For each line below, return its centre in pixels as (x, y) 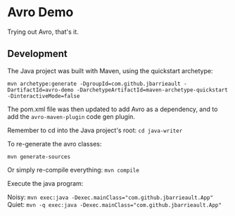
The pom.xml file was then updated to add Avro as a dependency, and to (113, 109)
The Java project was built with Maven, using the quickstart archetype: (110, 70)
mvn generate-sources (39, 157)
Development (38, 54)
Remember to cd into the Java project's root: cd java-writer (95, 130)
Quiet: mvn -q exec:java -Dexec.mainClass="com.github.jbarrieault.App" (114, 204)
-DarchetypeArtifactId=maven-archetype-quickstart (152, 90)
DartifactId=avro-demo (40, 90)
